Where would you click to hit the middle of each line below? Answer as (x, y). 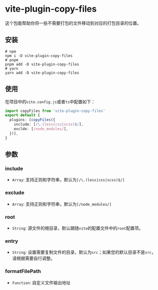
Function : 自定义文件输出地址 (41, 282)
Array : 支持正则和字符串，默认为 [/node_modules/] (62, 204)
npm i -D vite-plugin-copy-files (39, 56)
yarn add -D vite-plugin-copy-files (42, 73)
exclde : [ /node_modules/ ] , (41, 129)
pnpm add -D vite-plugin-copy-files (42, 64)
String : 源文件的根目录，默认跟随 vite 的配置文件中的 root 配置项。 (78, 228)
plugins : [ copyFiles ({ (32, 120)
